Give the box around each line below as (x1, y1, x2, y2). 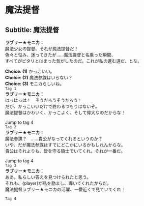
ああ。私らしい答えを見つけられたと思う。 (5, 174, 91, 180)
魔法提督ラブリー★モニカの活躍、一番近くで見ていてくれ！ (5, 186, 126, 192)
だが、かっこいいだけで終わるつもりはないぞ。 (5, 104, 100, 109)
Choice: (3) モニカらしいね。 (5, 81, 64, 87)
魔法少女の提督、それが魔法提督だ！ (5, 46, 79, 52)
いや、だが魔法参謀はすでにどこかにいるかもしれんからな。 (5, 142, 126, 147)
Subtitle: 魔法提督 (5, 26, 59, 34)
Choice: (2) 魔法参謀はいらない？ (5, 75, 73, 80)
